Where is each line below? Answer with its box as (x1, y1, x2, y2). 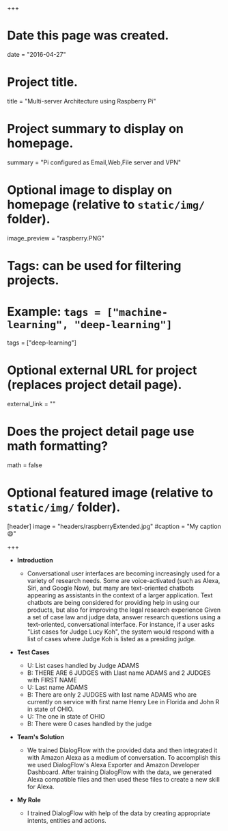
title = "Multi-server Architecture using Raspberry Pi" (7, 97, 156, 105)
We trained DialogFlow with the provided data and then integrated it (27, 746, 218, 754)
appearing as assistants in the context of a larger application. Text (27, 591, 213, 599)
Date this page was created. (7, 28, 169, 43)
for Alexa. (27, 782, 55, 791)
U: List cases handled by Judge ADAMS (27, 661, 140, 669)
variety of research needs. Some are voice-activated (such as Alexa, (27, 576, 220, 584)
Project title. (7, 75, 79, 90)
